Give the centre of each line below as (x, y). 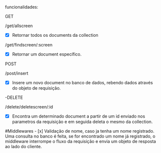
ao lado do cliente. (24, 147)
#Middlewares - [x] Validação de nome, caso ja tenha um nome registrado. (80, 131)
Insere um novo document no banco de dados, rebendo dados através (82, 83)
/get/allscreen (19, 26)
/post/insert (17, 73)
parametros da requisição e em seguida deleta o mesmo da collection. (82, 122)
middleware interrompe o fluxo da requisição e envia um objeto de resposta (80, 141)
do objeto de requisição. (36, 88)
